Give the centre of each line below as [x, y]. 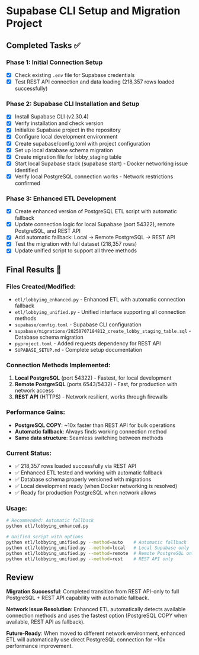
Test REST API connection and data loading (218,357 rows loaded [94, 82]
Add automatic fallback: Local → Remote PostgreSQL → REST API [95, 237]
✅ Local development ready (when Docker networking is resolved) [96, 486]
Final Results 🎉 [34, 270]
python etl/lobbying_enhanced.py [47, 526]
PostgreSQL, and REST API [48, 231]
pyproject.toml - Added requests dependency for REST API [88, 343]
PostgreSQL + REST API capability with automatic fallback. [78, 598]
